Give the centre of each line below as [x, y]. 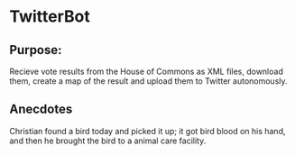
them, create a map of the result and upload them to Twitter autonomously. [148, 81]
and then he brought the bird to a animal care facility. [108, 141]
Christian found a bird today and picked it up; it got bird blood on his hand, [147, 131]
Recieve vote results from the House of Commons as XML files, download [147, 71]
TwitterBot [50, 17]
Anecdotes [41, 109]
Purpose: [36, 50]
